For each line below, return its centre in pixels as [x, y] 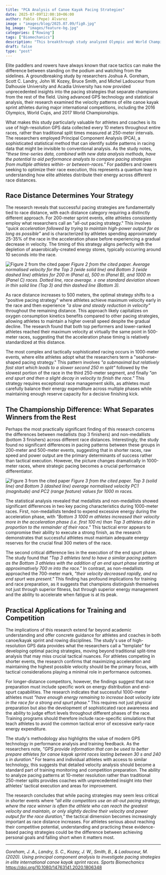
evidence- [145, 826]
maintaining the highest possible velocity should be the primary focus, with [82, 667]
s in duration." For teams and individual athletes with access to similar [76, 759]
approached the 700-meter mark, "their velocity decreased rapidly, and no [82, 574]
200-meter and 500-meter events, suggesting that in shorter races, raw [79, 450]
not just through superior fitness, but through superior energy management [82, 589]
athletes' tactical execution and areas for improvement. [62, 785]
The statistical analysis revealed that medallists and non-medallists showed [82, 501]
